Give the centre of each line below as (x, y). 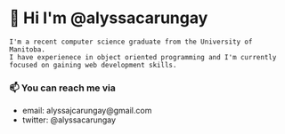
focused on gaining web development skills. (93, 65)
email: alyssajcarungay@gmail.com (87, 111)
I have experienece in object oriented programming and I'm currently (143, 57)
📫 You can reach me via (62, 88)
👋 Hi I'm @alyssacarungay (109, 18)
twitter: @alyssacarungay (69, 120)
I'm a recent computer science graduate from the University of (131, 42)
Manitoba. (28, 49)
